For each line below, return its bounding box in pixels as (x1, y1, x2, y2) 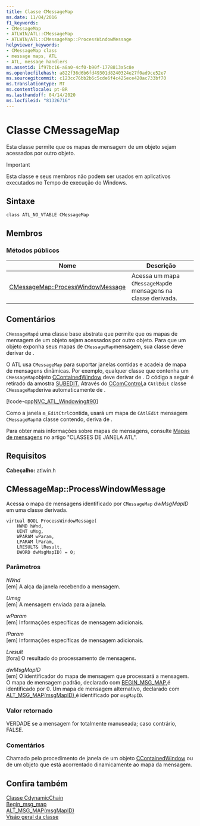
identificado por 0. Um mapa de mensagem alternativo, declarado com (6, 685, 180, 692)
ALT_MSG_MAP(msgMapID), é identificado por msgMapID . (6, 691, 144, 699)
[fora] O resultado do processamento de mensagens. (6, 655, 137, 662)
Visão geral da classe (6, 813, 59, 821)
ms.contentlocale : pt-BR (6, 87, 68, 93)
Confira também (6, 778, 68, 788)
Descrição (146, 262, 176, 270)
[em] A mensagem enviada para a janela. (6, 601, 107, 608)
